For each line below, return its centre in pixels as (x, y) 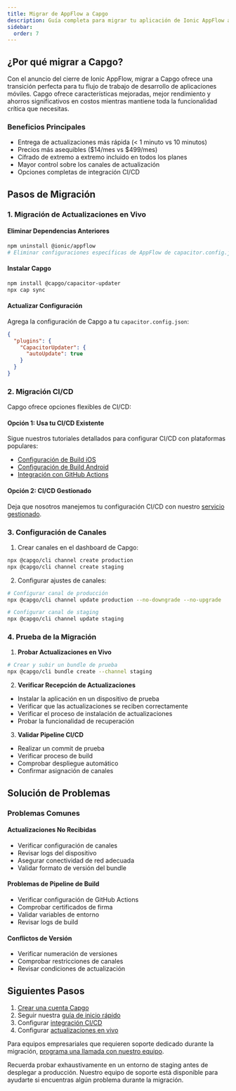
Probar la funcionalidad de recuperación (76, 721)
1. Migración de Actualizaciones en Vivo (77, 214)
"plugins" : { (33, 341)
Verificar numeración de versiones (67, 954)
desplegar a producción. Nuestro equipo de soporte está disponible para (113, 1072)
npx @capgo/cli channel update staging (66, 619)
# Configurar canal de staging (53, 613)
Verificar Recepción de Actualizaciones (76, 685)
